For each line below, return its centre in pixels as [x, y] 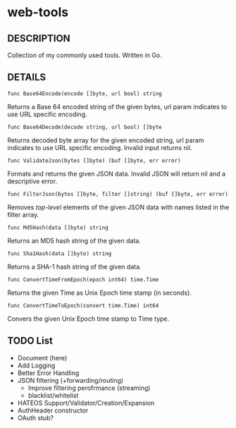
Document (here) [42, 357]
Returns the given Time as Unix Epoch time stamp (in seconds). [100, 293]
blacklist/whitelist [53, 395]
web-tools [38, 12]
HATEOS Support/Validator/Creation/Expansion [86, 403]
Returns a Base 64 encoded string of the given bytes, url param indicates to [117, 106]
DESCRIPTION [39, 38]
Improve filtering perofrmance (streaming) [89, 388]
